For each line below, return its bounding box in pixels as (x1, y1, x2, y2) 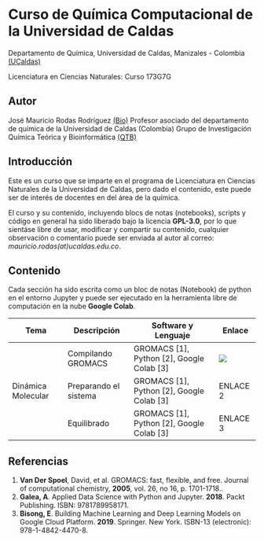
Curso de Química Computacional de (8, 6, 254, 24)
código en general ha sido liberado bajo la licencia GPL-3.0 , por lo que (8, 216, 237, 226)
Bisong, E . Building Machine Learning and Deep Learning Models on (19, 509, 241, 518)
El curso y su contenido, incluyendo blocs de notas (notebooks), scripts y (8, 208, 246, 217)
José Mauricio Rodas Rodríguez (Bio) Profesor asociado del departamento (8, 116, 249, 125)
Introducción (8, 155, 73, 168)
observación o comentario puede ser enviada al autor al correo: (8, 233, 214, 242)
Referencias (8, 455, 69, 468)
